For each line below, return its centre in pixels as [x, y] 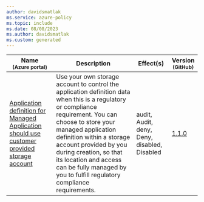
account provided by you [92, 145]
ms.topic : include [29, 23]
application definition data [93, 92]
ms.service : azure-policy [39, 18]
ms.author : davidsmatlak [38, 34]
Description [93, 63]
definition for [28, 111]
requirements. [76, 190]
